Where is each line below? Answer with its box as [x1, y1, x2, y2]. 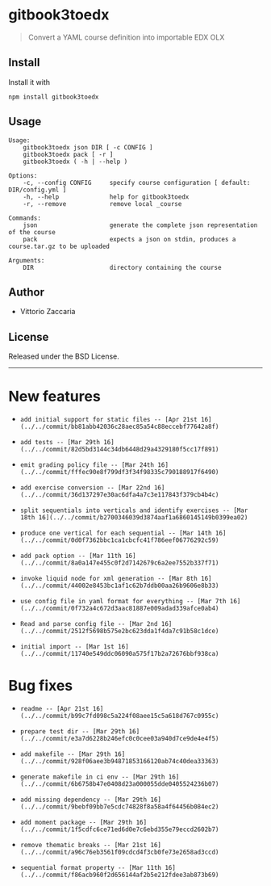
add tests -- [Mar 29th [19, 439, 101, 447]
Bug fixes [8, 677, 73, 695]
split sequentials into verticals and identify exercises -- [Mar [19, 506, 248, 514]
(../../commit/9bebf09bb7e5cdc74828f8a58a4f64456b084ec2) [19, 803, 219, 811]
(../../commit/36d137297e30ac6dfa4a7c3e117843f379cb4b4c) [19, 491, 219, 499]
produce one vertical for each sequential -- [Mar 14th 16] [19, 529, 227, 538]
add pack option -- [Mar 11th [19, 552, 123, 561]
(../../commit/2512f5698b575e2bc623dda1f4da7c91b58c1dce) [19, 628, 219, 636]
